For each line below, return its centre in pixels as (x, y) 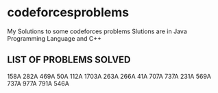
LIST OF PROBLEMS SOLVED (69, 60)
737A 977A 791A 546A (38, 83)
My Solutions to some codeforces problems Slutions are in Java (97, 31)
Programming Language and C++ (54, 38)
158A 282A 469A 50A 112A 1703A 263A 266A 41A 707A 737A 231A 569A (109, 76)
